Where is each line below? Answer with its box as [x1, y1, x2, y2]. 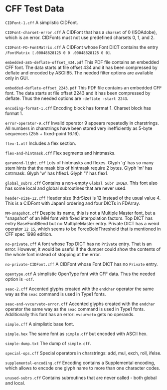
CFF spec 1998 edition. [5, 231, 53, 237]
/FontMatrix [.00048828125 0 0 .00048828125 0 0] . [5, 49, 112, 55]
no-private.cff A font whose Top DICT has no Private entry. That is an [5, 241, 152, 247]
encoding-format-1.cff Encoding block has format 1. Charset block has [5, 105, 151, 111]
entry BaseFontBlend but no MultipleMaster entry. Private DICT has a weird [5, 220, 160, 226]
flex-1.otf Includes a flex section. [5, 140, 76, 146]
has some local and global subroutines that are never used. [5, 185, 127, 191]
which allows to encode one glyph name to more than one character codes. [5, 365, 161, 371]
